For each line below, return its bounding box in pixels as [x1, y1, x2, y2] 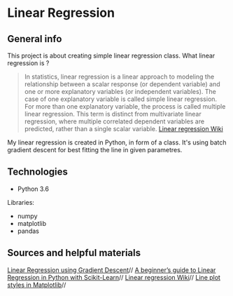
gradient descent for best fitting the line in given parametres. [7, 146, 183, 154]
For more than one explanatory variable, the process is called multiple [24, 102, 226, 110]
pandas [17, 227, 40, 235]
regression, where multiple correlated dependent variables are [24, 117, 205, 126]
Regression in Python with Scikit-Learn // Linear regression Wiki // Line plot [7, 273, 220, 281]
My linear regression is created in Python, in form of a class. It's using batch [7, 138, 227, 147]
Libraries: [7, 198, 35, 206]
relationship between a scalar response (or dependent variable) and [24, 80, 220, 88]
